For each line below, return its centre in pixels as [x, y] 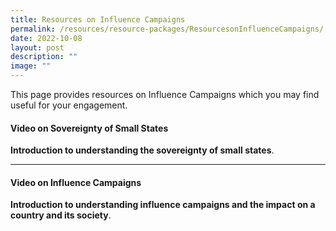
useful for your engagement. [69, 105]
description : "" [44, 57]
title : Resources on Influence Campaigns [98, 19]
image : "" [31, 66]
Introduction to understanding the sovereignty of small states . [142, 150]
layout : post [37, 47]
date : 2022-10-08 [46, 38]
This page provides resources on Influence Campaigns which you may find [165, 94]
